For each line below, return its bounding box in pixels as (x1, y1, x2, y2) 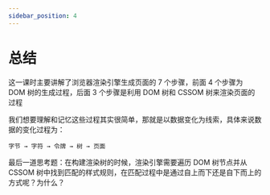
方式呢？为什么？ (8, 177, 65, 187)
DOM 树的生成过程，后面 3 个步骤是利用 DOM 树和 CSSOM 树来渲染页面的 (8, 87, 256, 97)
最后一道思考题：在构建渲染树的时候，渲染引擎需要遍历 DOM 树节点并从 (8, 157, 247, 167)
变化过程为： (22, 124, 65, 134)
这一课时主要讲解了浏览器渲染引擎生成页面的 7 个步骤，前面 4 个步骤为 (8, 77, 243, 87)
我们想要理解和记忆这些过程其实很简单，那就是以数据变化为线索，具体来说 (8, 114, 255, 124)
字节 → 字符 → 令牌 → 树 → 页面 (8, 142, 106, 150)
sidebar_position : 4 (8, 11, 78, 20)
